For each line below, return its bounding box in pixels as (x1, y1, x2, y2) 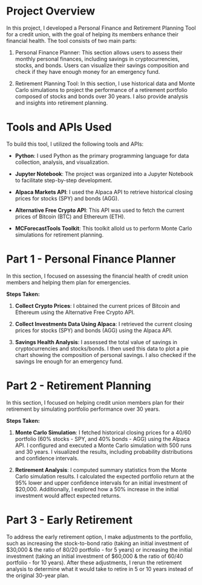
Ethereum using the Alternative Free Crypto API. (15, 309, 135, 316)
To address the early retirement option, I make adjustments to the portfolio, (6, 533, 193, 540)
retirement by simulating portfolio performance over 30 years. (6, 405, 160, 413)
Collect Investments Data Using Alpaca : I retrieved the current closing (15, 320, 192, 327)
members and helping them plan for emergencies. (6, 278, 131, 286)
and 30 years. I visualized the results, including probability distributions (15, 448, 193, 455)
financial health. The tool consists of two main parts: (6, 37, 137, 44)
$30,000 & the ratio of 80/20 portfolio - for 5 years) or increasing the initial (6, 546, 192, 553)
